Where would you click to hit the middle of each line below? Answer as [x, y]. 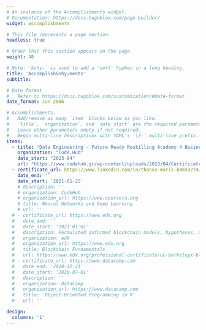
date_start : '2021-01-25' [51, 181]
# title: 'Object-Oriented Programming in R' [74, 295]
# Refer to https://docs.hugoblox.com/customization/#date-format [96, 96]
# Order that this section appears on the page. [70, 51]
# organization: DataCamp [48, 283]
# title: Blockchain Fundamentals [59, 249]
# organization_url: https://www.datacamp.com [75, 289]
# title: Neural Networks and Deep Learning [75, 204]
